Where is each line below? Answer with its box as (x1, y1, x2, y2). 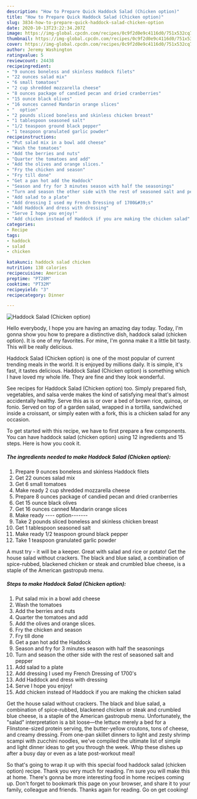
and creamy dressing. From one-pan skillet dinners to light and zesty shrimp (6, 731, 191, 739)
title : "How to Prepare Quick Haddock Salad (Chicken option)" (6, 14, 164, 20)
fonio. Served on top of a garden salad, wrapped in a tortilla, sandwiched (6, 403, 182, 411)
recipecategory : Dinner (6, 292, 65, 298)
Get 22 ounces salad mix (15, 474, 75, 481)
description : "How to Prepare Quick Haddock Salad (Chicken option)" (6, 8, 180, 15)
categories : (6, 221, 36, 227)
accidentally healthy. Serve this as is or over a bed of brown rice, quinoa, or (6, 397, 189, 404)
